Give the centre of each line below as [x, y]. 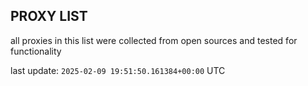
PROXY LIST [49, 16]
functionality [36, 51]
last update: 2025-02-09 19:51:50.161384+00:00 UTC [118, 70]
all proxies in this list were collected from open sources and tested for [154, 40]
